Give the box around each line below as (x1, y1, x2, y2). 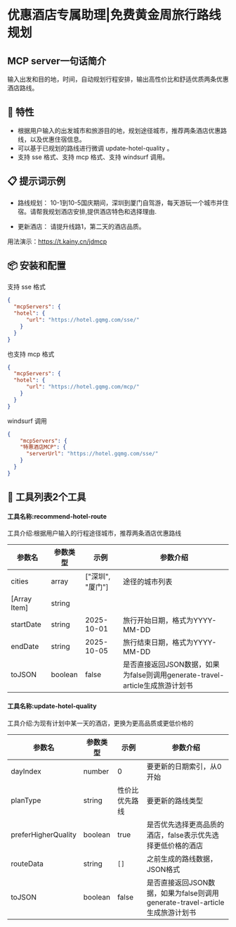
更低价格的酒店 (153, 840, 204, 850)
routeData (11, 859, 44, 869)
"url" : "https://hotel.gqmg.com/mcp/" (25, 384, 140, 391)
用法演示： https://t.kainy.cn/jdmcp (7, 237, 107, 246)
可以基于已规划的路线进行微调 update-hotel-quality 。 (17, 144, 173, 152)
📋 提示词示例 (7, 175, 66, 187)
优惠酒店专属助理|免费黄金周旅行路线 (7, 7, 221, 23)
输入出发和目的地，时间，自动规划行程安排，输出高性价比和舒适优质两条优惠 (7, 75, 229, 83)
